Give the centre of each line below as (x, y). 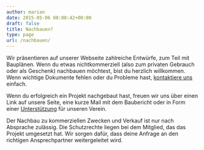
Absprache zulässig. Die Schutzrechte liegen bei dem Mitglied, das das (96, 127)
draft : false (23, 23)
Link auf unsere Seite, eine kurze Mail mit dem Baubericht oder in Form (96, 102)
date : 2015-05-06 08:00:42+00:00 (49, 18)
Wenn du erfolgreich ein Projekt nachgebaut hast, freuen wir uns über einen (102, 96)
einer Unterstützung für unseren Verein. (57, 109)
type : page (20, 35)
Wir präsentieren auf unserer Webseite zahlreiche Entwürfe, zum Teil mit (98, 58)
